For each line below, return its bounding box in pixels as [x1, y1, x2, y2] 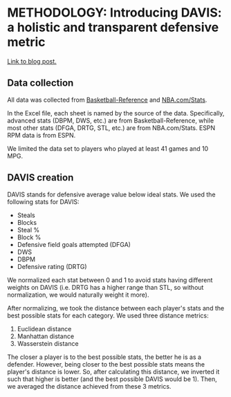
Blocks [17, 218, 37, 226]
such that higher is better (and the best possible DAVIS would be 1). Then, [7, 375, 218, 383]
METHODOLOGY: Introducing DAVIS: [7, 5, 223, 21]
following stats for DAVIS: [7, 197, 80, 205]
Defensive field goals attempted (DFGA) [17, 240, 131, 248]
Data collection [7, 77, 74, 89]
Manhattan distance [17, 332, 75, 340]
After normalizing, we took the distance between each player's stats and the [7, 304, 225, 312]
